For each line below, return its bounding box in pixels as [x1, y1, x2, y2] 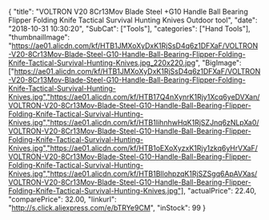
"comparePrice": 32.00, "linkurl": [8, 194, 118, 204]
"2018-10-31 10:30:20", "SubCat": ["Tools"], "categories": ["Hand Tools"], [8, 24, 251, 33]
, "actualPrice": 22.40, [183, 186, 257, 195]
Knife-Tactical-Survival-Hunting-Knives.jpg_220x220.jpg [8, 58, 196, 67]
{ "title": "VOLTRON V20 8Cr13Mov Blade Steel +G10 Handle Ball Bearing [8, 7, 248, 16]
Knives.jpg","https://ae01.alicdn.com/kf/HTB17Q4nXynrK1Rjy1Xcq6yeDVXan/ [8, 92, 260, 101]
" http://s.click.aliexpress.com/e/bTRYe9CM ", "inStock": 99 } [8, 203, 207, 212]
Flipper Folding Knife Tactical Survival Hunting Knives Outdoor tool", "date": [8, 15, 258, 25]
